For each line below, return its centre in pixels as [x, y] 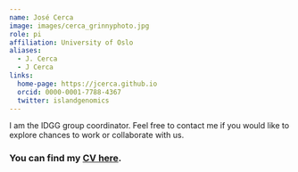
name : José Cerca [41, 17]
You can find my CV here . [66, 159]
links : [21, 76]
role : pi [25, 34]
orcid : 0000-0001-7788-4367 [70, 92]
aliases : [25, 51]
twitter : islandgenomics [63, 100]
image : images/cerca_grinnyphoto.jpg [79, 26]
